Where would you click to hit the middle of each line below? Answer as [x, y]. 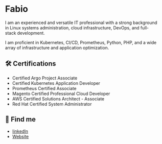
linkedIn [20, 131]
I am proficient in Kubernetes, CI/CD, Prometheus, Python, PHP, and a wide [81, 42]
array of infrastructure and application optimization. [57, 48]
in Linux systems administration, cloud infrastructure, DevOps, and [72, 27]
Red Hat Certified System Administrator [52, 104]
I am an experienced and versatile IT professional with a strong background [81, 23]
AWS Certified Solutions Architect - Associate [58, 98]
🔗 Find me [20, 119]
